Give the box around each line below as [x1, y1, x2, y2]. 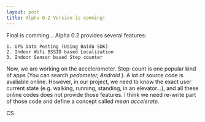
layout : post [6, 9, 40, 15]
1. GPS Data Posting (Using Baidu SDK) [6, 44, 109, 50]
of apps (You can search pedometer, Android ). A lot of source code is [6, 71, 184, 78]
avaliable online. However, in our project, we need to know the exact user [6, 78, 191, 85]
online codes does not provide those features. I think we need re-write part [6, 91, 196, 98]
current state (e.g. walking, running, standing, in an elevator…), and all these [6, 84, 199, 92]
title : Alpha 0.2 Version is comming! [6, 15, 106, 21]
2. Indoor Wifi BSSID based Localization [6, 48, 114, 55]
